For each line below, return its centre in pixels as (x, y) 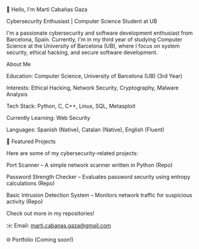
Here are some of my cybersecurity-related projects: (72, 153)
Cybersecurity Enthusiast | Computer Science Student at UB (82, 21)
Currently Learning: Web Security (48, 118)
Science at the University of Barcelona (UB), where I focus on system (93, 46)
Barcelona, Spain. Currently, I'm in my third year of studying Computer (94, 39)
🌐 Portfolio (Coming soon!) (40, 240)
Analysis (17, 94)
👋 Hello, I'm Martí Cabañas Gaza (47, 9)
